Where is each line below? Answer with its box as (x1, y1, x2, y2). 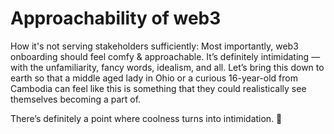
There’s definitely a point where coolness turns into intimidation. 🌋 (10, 112, 283, 124)
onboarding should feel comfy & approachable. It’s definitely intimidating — (10, 50, 321, 62)
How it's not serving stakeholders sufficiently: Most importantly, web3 (10, 40, 299, 52)
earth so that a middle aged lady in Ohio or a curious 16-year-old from (10, 72, 298, 84)
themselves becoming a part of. (10, 93, 142, 105)
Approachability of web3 (10, 7, 222, 30)
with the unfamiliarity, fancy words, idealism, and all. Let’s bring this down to (10, 61, 325, 73)
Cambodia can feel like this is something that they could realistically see (10, 82, 307, 94)
